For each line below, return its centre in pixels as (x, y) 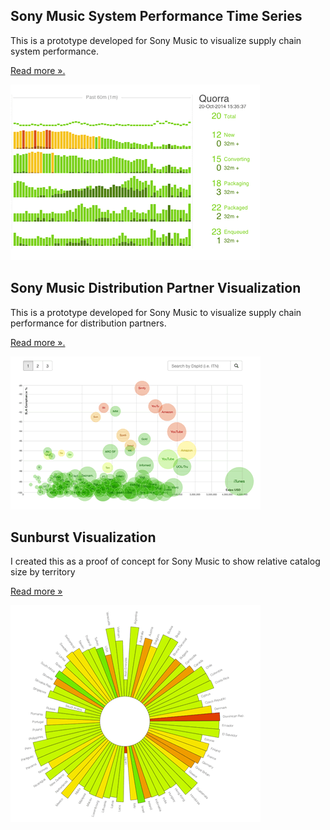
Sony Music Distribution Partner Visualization (156, 288)
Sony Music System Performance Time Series (156, 16)
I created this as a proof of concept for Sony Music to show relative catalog (165, 561)
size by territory (43, 572)
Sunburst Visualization (83, 537)
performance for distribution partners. (88, 323)
